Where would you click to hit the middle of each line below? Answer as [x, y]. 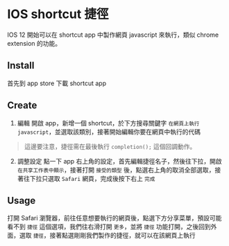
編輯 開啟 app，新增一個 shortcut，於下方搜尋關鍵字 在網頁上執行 [108, 123]
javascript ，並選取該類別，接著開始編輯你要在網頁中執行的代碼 [109, 132]
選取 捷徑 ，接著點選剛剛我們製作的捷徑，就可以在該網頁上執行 [107, 236]
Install [21, 65]
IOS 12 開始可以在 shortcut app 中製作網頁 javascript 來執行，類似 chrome [113, 35]
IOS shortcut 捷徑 [58, 14]
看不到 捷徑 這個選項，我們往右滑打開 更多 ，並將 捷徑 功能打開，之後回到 [109, 227]
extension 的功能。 [34, 43]
